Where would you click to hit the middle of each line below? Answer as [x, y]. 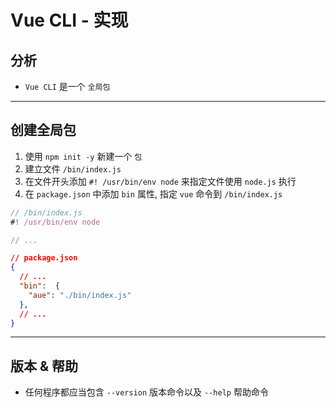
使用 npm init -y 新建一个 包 [83, 156]
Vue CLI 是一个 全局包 [67, 86]
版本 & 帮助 [44, 366]
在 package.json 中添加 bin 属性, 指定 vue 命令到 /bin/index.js [153, 193]
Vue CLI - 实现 [69, 20]
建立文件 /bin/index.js [73, 168]
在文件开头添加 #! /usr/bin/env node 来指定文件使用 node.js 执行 [160, 181]
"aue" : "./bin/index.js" [80, 295]
